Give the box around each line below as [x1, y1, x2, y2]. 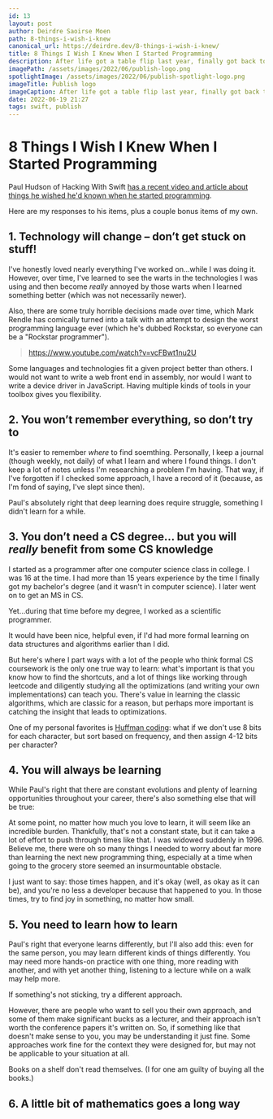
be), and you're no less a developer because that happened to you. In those [8, 885, 262, 895]
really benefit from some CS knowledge [8, 543, 214, 557]
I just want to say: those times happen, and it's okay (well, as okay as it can [8, 876, 260, 887]
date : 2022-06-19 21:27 [8, 95, 89, 103]
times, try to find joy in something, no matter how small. [8, 894, 195, 904]
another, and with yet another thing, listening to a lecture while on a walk [8, 965, 252, 975]
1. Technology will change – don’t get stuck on [8, 229, 246, 244]
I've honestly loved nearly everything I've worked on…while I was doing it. [8, 264, 256, 273]
